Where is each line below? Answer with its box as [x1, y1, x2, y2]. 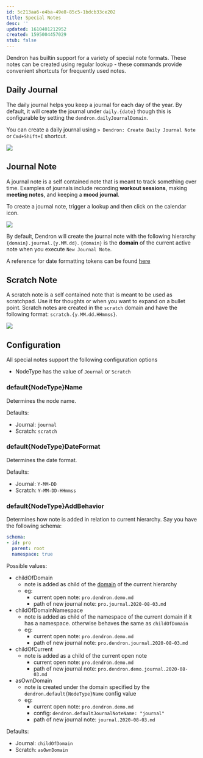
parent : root [12, 545, 45, 551]
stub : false [6, 37, 37, 43]
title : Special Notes [6, 15, 62, 21]
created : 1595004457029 [6, 32, 67, 38]
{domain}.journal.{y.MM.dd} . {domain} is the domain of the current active [6, 239, 191, 246]
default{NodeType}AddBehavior [6, 502, 105, 510]
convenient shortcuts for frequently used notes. [6, 67, 126, 74]
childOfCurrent [15, 646, 53, 653]
